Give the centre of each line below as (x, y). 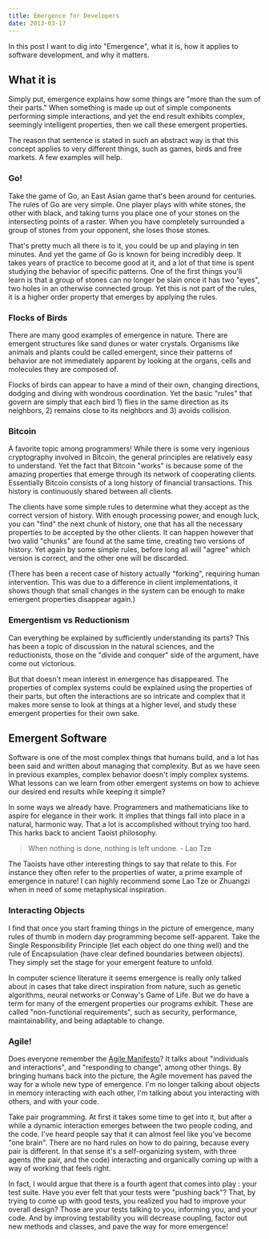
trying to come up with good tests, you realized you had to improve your (127, 1200)
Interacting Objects (47, 910)
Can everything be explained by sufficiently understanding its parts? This (129, 638)
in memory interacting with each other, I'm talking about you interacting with (134, 1093)
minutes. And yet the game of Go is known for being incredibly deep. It (125, 254)
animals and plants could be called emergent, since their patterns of (120, 352)
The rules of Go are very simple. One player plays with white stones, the (127, 204)
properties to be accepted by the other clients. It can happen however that (131, 533)
